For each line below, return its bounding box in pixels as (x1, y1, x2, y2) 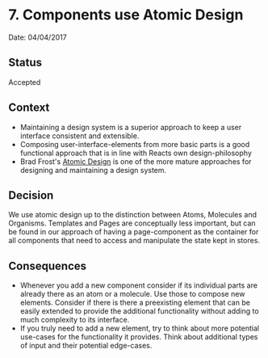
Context (8, 101, 50, 115)
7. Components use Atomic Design (8, 6, 244, 24)
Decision (8, 188, 54, 202)
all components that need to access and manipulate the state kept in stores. (8, 236, 261, 246)
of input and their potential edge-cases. (19, 341, 153, 351)
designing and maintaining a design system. (19, 165, 167, 175)
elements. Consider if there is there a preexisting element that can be (19, 297, 250, 308)
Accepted (8, 77, 41, 86)
